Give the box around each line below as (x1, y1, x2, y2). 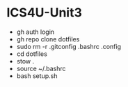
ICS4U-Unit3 (6, 5, 83, 21)
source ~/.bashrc (16, 64, 67, 72)
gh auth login (16, 28, 55, 36)
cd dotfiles (16, 50, 48, 58)
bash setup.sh (16, 71, 58, 80)
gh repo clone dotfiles (16, 35, 80, 43)
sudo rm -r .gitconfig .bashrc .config (16, 42, 122, 50)
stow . (16, 57, 35, 65)
